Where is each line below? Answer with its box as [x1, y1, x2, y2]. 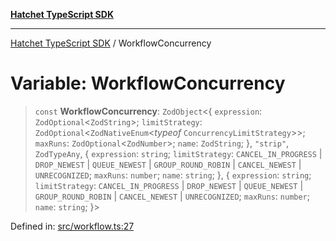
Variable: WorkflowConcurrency [10, 72, 286, 95]
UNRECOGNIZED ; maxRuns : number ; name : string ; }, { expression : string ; [34, 169, 312, 181]
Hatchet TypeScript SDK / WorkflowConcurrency [10, 37, 212, 49]
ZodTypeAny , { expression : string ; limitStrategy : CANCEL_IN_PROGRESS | [34, 147, 323, 159]
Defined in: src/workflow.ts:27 [10, 220, 135, 232]
